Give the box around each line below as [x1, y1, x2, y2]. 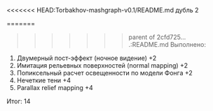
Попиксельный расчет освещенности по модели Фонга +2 [16, 69, 193, 77]
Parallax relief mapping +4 [16, 84, 93, 91]
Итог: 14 [6, 97, 31, 105]
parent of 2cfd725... [128, 33, 186, 41]
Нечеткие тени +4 [16, 76, 71, 84]
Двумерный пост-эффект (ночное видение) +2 [16, 54, 157, 62]
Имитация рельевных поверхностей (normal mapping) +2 [16, 61, 188, 69]
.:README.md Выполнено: [128, 40, 206, 48]
